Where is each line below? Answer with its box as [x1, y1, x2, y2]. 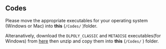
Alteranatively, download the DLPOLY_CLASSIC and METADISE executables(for [5, 32, 161, 38]
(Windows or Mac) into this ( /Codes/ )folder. [5, 23, 98, 29]
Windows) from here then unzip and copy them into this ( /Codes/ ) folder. [5, 38, 159, 44]
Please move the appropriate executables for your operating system [5, 17, 148, 23]
